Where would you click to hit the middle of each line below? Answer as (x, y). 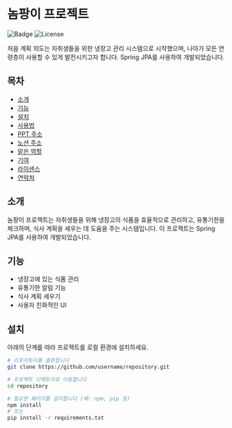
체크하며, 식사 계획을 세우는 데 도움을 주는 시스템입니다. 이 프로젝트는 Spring (111, 228)
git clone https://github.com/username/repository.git (88, 367)
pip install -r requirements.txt (56, 418)
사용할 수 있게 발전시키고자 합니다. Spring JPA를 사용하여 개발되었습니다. (125, 57)
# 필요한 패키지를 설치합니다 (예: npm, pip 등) (69, 398)
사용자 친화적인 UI (42, 305)
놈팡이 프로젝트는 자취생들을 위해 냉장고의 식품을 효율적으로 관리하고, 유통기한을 (116, 219)
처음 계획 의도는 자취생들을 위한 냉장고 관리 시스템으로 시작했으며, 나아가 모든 (112, 48)
